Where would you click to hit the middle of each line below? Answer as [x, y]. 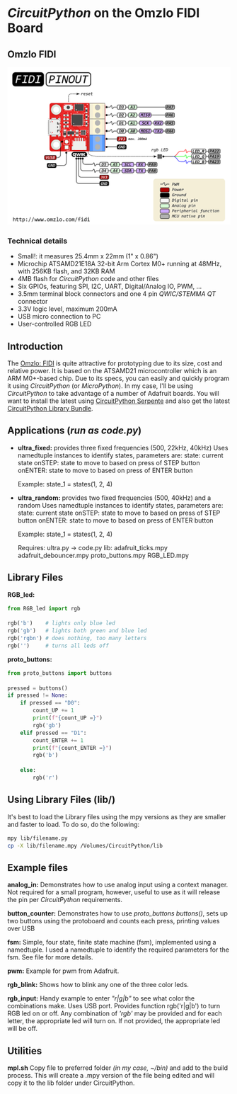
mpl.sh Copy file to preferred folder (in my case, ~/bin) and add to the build [118, 1068]
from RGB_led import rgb [44, 608]
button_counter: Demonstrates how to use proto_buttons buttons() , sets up [117, 913]
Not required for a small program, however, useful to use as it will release [114, 892]
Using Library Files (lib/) [61, 800]
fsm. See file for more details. [50, 957]
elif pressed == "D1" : [53, 733]
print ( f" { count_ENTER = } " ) [73, 748]
